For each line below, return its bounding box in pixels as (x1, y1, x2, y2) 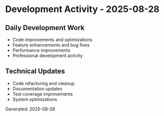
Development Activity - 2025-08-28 (5, 3, 159, 15)
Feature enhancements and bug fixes (12, 42, 90, 48)
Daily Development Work (5, 23, 85, 32)
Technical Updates (5, 67, 65, 75)
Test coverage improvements (12, 91, 73, 97)
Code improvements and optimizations (12, 36, 93, 42)
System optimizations (12, 96, 58, 102)
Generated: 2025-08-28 (5, 106, 55, 112)
